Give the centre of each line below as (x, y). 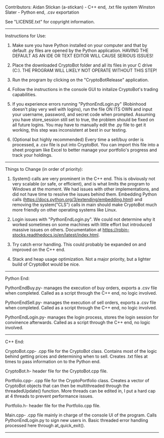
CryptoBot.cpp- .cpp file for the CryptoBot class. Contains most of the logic (81, 351)
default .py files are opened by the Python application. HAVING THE (80, 50)
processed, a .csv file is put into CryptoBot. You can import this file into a (85, 145)
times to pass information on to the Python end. (53, 361)
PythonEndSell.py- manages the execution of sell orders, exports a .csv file (81, 302)
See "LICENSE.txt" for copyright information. (50, 22)
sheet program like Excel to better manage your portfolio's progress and (84, 150)
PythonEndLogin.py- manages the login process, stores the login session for (82, 317)
